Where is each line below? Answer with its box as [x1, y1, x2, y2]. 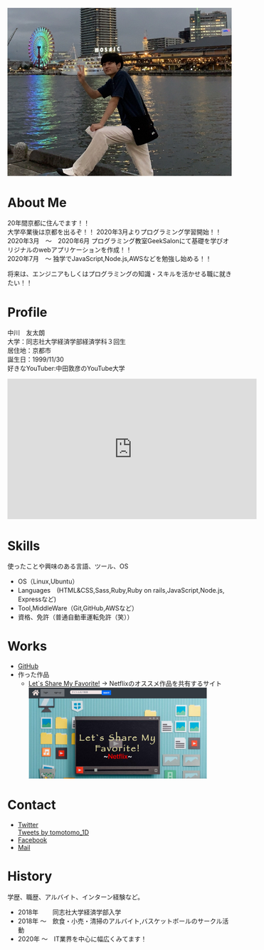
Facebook [17, 835, 48, 844]
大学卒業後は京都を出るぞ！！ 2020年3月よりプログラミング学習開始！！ [7, 228, 222, 236]
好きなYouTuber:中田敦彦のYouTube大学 [7, 364, 126, 373]
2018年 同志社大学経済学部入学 [17, 907, 122, 916]
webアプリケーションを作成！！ [38, 245, 132, 254]
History [7, 868, 53, 884]
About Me [7, 194, 67, 210]
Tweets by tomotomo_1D [17, 828, 90, 837]
